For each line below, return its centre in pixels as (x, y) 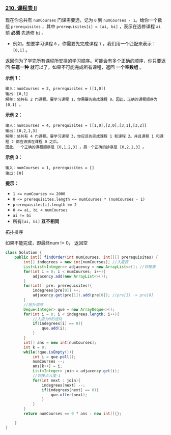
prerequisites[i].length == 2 (45, 205)
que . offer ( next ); (69, 395)
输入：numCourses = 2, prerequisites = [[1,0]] (55, 89)
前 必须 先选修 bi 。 (26, 33)
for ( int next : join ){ (56, 380)
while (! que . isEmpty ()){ (49, 352)
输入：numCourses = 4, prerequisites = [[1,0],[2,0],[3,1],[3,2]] (76, 126)
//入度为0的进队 (47, 319)
